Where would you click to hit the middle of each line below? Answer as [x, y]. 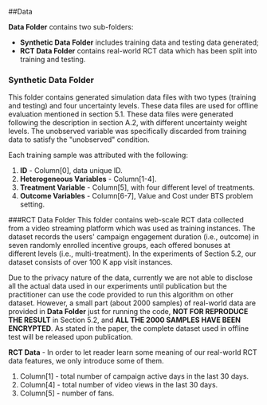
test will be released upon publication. [71, 337]
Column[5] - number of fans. [67, 393]
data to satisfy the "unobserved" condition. [79, 140]
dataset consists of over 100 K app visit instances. [90, 262]
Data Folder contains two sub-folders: [71, 27]
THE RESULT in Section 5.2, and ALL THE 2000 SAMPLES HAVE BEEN [125, 320]
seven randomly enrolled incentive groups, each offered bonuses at [120, 246]
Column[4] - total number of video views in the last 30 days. [119, 385]
